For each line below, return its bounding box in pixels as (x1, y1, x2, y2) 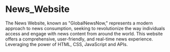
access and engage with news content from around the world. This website (5, 30, 163, 36)
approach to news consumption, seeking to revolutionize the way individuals (5, 25, 165, 31)
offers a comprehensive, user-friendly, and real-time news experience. (5, 36, 153, 42)
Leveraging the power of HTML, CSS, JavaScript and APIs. (5, 41, 128, 47)
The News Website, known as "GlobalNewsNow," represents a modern (5, 20, 153, 26)
